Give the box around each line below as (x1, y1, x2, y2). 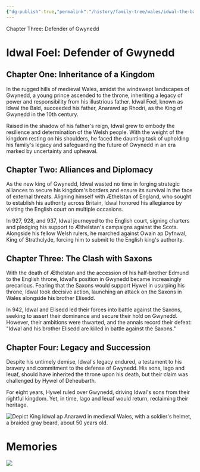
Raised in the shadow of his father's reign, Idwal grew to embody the (6, 122, 175, 129)
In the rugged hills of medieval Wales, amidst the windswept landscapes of (6, 85, 190, 92)
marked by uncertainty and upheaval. (6, 147, 98, 155)
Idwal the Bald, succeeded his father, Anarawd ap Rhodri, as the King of (6, 104, 183, 111)
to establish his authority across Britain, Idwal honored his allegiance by (6, 199, 182, 207)
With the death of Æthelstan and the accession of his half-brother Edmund (6, 269, 189, 277)
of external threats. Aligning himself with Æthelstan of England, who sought (6, 193, 192, 200)
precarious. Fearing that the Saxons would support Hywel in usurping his (6, 282, 185, 289)
